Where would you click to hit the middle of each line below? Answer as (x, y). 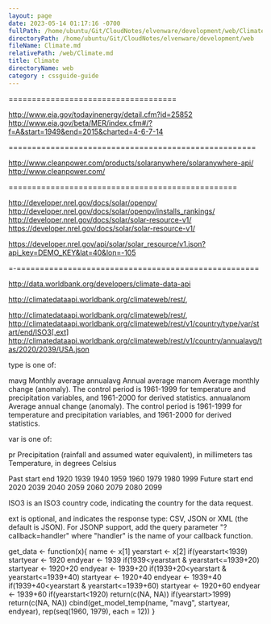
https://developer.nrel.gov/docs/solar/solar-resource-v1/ (102, 228)
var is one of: (30, 439)
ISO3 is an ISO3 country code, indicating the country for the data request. (131, 503)
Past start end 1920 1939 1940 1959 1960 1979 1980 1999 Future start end (131, 478)
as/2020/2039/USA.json (49, 349)
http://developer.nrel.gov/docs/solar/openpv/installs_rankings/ (112, 211)
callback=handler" (39, 535)
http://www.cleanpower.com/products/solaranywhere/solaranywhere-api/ (131, 163)
